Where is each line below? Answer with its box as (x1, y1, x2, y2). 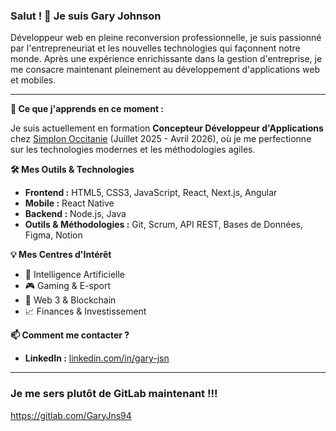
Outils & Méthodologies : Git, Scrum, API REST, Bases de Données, (24, 219, 303, 231)
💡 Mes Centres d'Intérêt (10, 249, 112, 261)
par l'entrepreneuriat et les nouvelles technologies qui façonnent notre (10, 42, 301, 54)
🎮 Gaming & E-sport (24, 280, 111, 292)
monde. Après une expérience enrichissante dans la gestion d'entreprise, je (10, 53, 323, 65)
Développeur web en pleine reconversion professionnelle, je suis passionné (10, 32, 322, 44)
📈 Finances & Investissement (24, 305, 147, 318)
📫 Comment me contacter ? (10, 329, 130, 341)
